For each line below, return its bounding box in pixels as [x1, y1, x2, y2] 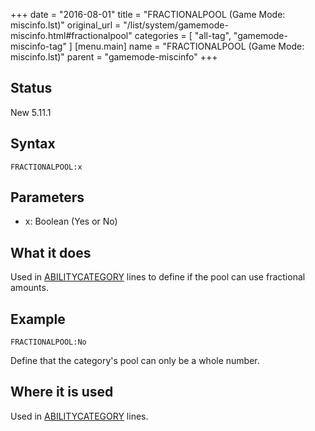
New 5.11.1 [10, 106, 52, 118]
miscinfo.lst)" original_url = [10, 19, 122, 31]
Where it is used [10, 384, 114, 401]
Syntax [10, 135, 56, 153]
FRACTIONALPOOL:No [10, 337, 87, 348]
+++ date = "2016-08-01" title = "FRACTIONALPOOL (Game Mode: [10, 9, 286, 20]
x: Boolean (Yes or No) [24, 215, 118, 228]
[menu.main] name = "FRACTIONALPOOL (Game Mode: [74, 40, 305, 52]
